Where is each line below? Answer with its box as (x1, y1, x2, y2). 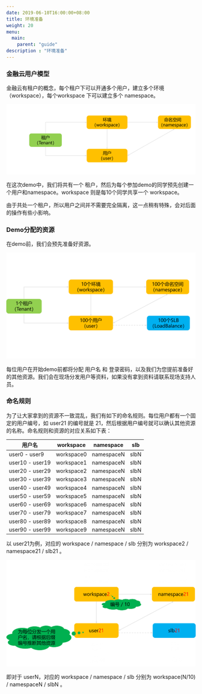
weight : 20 (6, 22, 34, 28)
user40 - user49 (8, 484, 51, 491)
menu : (6, 29, 20, 35)
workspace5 (56, 492, 87, 499)
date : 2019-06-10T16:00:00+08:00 (6, 10, 90, 16)
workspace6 (56, 501, 87, 508)
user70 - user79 (8, 509, 51, 516)
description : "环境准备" (6, 48, 68, 54)
